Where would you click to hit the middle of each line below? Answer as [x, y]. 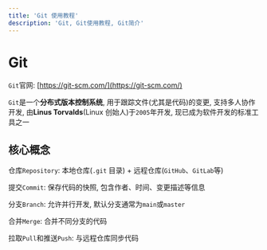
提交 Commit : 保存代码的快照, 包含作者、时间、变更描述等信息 [107, 187]
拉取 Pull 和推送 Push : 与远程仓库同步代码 [74, 238]
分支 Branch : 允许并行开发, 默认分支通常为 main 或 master [97, 205]
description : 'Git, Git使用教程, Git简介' [76, 23]
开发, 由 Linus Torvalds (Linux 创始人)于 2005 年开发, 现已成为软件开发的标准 [130, 112]
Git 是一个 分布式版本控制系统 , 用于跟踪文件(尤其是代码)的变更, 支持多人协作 [132, 102]
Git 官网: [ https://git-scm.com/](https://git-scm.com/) [96, 85]
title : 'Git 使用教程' [43, 16]
